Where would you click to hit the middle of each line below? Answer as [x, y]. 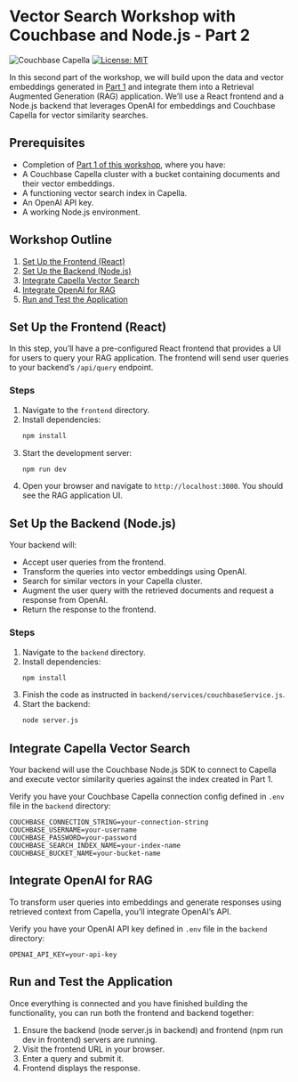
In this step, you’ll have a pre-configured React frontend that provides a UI [145, 348]
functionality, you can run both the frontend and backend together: [132, 1013]
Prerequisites [47, 143]
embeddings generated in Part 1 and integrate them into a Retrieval [132, 86]
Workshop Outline [61, 240]
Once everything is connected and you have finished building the [129, 1003]
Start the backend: [56, 704]
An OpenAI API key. [58, 202]
